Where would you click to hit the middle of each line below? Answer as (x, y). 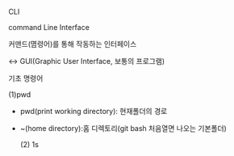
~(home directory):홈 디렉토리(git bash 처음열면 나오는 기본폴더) (123, 128)
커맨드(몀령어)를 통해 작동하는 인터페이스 (73, 44)
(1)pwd (20, 95)
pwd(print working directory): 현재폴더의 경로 (94, 111)
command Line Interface (49, 27)
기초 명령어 (26, 78)
